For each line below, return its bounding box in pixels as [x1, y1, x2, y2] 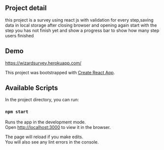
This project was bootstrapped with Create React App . [5, 69, 115, 75]
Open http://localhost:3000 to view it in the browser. [5, 124, 111, 130]
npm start [5, 109, 28, 115]
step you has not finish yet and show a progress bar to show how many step [5, 27, 160, 33]
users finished [5, 32, 34, 38]
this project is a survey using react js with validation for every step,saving [5, 17, 154, 23]
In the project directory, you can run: [5, 97, 79, 103]
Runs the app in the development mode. [5, 119, 86, 125]
